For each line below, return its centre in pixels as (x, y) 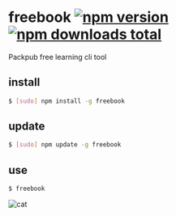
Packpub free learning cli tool (58, 57)
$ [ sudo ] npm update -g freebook (65, 145)
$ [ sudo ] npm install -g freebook (67, 101)
